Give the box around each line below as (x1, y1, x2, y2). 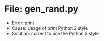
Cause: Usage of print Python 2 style (11, 25, 88, 31)
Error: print (11, 20, 34, 26)
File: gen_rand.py (4, 3, 79, 15)
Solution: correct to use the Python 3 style (11, 30, 99, 36)
